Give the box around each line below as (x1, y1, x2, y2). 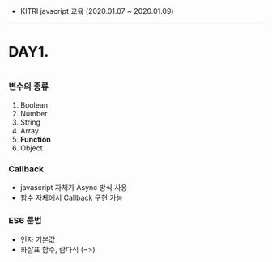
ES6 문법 (8, 214, 42, 226)
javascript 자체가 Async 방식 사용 (19, 183, 128, 192)
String (19, 117, 41, 127)
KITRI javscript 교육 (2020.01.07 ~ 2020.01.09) (19, 6, 174, 15)
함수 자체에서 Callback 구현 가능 (19, 192, 123, 203)
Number (19, 108, 48, 118)
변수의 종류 (8, 81, 49, 92)
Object (19, 143, 43, 153)
